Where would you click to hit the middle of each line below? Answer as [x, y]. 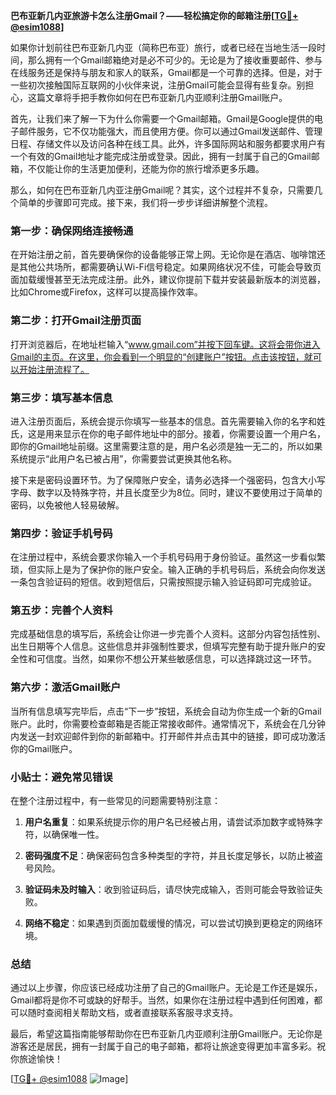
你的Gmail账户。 [44, 748]
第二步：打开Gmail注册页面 [76, 321]
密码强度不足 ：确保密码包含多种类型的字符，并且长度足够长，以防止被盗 [173, 856]
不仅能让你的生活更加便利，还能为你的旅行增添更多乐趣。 [146, 168]
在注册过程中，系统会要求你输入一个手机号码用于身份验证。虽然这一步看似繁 [168, 557]
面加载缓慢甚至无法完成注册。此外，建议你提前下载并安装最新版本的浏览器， [168, 280]
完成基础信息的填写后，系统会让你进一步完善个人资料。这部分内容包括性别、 [168, 634]
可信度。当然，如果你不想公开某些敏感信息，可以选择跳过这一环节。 [176, 659]
